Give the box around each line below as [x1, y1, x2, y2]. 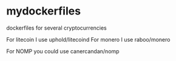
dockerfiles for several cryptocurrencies [6, 24, 107, 31]
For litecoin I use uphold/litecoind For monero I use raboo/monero [6, 36, 171, 43]
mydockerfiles [6, 4, 81, 18]
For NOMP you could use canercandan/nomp [6, 47, 120, 55]
